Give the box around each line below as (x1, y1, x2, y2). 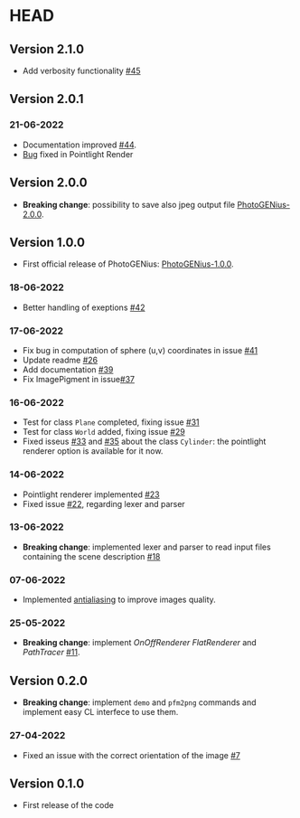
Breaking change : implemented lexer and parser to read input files (22, 541, 271, 552)
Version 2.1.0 (9, 42, 84, 57)
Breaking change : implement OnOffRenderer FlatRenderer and (22, 637, 258, 648)
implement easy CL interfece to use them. (22, 707, 179, 718)
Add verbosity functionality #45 (22, 65, 142, 76)
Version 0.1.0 (9, 776, 85, 791)
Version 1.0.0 (9, 234, 86, 249)
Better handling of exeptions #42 (22, 302, 145, 313)
